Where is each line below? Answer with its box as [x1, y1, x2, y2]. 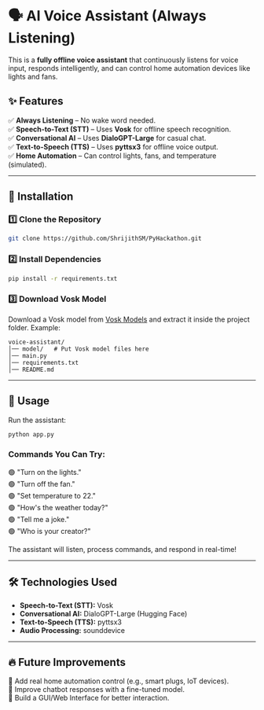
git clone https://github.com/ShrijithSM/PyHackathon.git [8, 234, 202, 243]
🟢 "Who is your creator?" [8, 526, 92, 535]
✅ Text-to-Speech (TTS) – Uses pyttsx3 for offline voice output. [8, 142, 218, 151]
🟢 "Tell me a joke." [8, 514, 70, 524]
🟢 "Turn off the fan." [8, 479, 76, 488]
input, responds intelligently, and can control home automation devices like [8, 63, 251, 72]
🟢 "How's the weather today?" [8, 502, 108, 512]
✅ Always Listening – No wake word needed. [8, 116, 156, 125]
